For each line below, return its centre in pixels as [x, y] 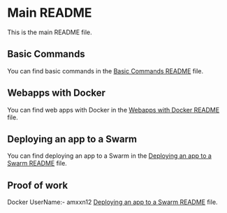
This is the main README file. [50, 32]
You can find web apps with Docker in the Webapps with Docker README [113, 110]
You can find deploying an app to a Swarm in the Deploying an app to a [109, 156]
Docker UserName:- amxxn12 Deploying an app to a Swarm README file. [112, 202]
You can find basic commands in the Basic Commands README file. [105, 71]
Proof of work [38, 185]
